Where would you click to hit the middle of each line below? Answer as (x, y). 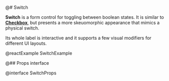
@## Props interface (27, 63)
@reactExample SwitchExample (39, 53)
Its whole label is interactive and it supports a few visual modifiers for (78, 38)
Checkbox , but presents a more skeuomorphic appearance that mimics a (82, 23)
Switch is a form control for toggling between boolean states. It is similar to (85, 17)
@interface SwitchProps (31, 73)
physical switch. (22, 28)
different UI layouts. (26, 43)
